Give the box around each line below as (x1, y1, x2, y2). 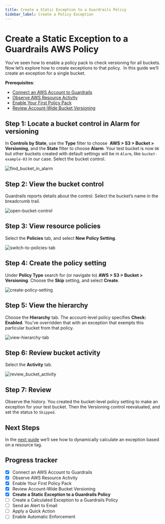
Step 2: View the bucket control (5, 180, 104, 188)
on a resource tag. (5, 442, 42, 448)
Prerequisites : (5, 80, 34, 86)
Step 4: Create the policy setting (5, 259, 107, 267)
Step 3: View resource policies (5, 222, 101, 230)
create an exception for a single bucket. (5, 70, 86, 76)
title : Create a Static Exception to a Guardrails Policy (5, 7, 127, 12)
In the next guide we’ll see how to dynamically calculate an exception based (5, 436, 159, 442)
